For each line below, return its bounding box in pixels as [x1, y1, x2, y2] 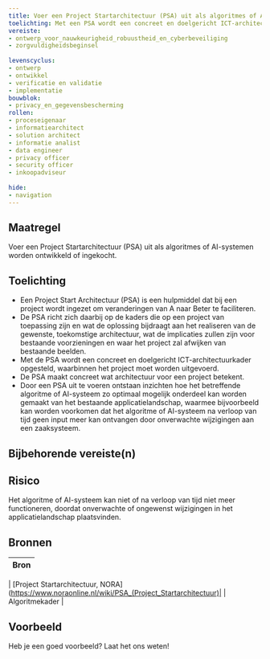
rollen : [8, 109, 35, 117]
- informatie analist [8, 138, 81, 147]
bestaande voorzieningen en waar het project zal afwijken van [19, 338, 227, 348]
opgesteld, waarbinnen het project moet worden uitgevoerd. [19, 363, 219, 374]
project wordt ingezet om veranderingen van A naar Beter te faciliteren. [19, 304, 256, 313]
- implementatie [8, 86, 63, 95]
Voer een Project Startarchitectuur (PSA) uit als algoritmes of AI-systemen [8, 242, 255, 252]
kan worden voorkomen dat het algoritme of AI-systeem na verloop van [19, 407, 257, 416]
